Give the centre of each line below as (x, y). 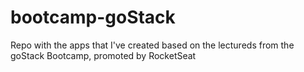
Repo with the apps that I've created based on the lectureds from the (152, 45)
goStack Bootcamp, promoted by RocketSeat (103, 55)
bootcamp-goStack (93, 17)
